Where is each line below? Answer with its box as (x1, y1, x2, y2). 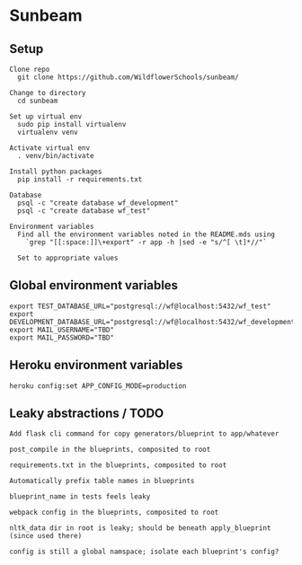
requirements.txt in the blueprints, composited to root (9, 461, 227, 470)
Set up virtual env (9, 112, 83, 121)
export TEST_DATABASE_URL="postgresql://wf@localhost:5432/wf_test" (9, 302, 271, 311)
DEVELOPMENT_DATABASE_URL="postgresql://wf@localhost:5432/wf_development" (9, 317, 299, 326)
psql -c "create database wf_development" (17, 199, 179, 207)
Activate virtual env (9, 144, 91, 153)
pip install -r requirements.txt (17, 175, 143, 184)
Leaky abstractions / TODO (9, 406, 164, 421)
